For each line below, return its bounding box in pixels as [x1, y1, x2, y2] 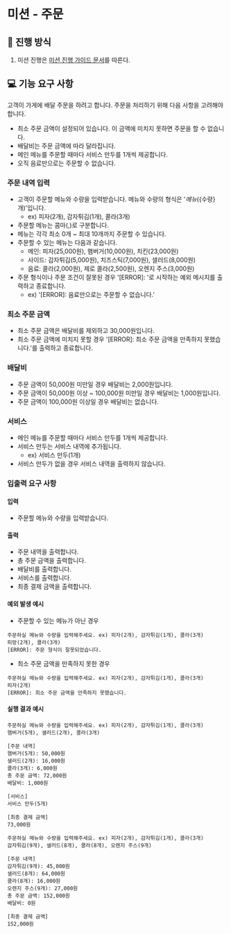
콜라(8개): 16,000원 [7, 877, 61, 885]
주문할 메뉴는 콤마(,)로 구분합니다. [17, 221, 110, 230]
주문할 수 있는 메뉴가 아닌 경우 [17, 616, 99, 625]
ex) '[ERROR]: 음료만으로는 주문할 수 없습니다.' [27, 291, 155, 299]
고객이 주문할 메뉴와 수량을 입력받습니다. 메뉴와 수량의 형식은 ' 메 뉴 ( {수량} [17, 195, 216, 203]
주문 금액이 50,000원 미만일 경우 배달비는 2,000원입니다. [17, 380, 173, 389]
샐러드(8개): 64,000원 [7, 870, 66, 877]
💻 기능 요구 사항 [7, 78, 74, 90]
